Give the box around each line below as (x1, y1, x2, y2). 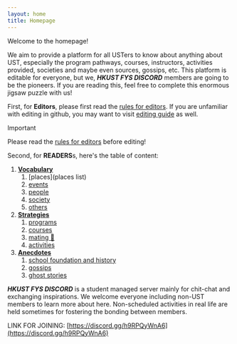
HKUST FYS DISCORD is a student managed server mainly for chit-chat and (7, 284, 231, 293)
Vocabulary (17, 165, 53, 173)
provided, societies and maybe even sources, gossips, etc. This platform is (7, 66, 227, 74)
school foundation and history (28, 256, 116, 264)
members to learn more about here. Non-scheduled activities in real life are (7, 300, 228, 308)
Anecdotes (17, 248, 52, 256)
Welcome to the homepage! (7, 36, 89, 45)
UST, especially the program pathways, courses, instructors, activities (7, 58, 213, 66)
